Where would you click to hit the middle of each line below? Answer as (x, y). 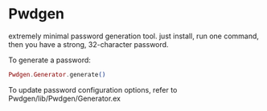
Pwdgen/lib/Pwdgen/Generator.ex (64, 98)
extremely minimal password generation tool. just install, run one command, (134, 36)
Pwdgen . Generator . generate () (57, 74)
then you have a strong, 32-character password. (88, 44)
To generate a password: (49, 60)
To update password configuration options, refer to (93, 89)
